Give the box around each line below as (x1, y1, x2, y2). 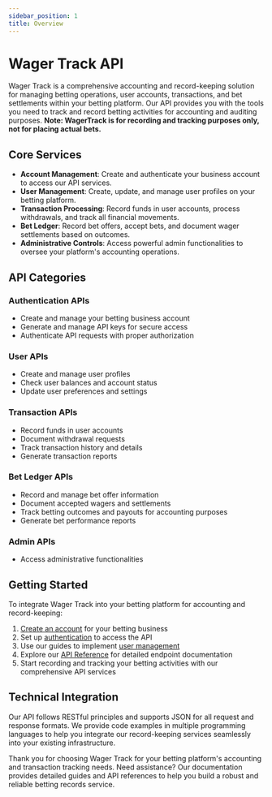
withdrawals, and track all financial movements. (19, 213, 180, 222)
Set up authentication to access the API (19, 632, 153, 642)
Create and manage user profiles (19, 369, 131, 379)
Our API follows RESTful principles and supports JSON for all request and (8, 712, 254, 722)
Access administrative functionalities (19, 554, 144, 564)
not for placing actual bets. (8, 124, 101, 134)
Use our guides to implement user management (19, 640, 180, 650)
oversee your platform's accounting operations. (19, 247, 180, 256)
